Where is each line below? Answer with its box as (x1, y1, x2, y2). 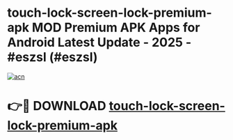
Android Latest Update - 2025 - (7, 35, 192, 50)
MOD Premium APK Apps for (31, 20, 200, 36)
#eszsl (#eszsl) (7, 49, 98, 65)
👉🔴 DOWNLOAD (7, 98, 106, 114)
